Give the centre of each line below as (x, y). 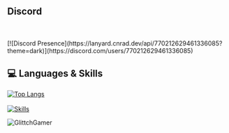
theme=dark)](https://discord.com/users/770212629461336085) (100, 50)
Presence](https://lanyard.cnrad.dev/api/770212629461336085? (130, 43)
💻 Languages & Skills (55, 74)
